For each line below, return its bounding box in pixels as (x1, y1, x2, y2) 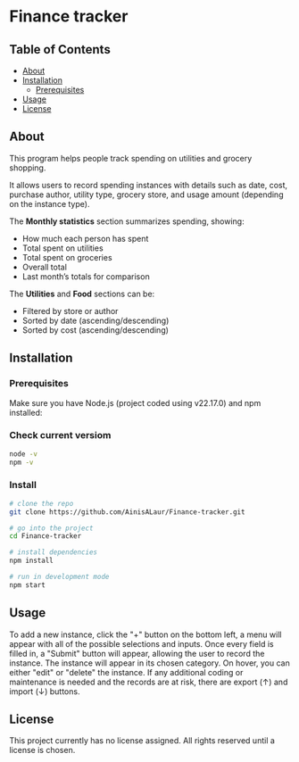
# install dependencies (9, 548, 98, 557)
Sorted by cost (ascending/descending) (21, 324, 170, 335)
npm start (9, 580, 46, 590)
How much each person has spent (21, 233, 149, 244)
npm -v (9, 458, 34, 467)
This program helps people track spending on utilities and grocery (9, 153, 253, 163)
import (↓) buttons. (9, 685, 80, 697)
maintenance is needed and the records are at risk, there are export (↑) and (9, 676, 288, 687)
